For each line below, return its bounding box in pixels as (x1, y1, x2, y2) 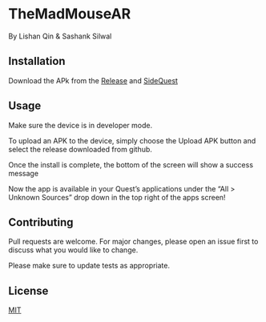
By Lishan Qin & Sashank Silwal (8, 31, 112, 41)
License (8, 284, 49, 297)
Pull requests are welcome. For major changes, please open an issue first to (8, 237, 259, 247)
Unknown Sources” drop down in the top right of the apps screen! (8, 192, 226, 202)
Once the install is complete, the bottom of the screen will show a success (8, 159, 254, 169)
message (8, 168, 38, 178)
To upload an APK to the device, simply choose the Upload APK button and (8, 135, 256, 145)
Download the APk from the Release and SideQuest (8, 75, 179, 85)
